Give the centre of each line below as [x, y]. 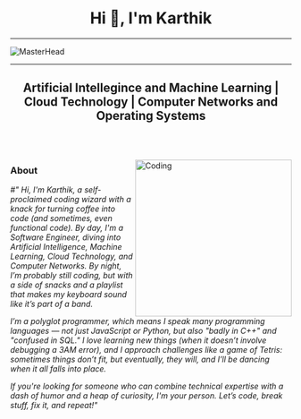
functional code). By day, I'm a [67, 228]
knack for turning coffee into [63, 209]
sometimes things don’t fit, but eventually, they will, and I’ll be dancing [140, 359]
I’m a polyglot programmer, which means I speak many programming [138, 321]
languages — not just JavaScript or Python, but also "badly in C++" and [143, 331]
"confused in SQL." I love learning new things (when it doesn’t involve [138, 340]
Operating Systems [151, 116]
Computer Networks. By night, [66, 266]
